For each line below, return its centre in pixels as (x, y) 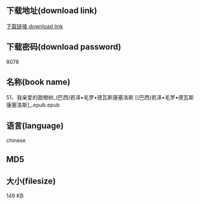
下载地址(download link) (52, 11)
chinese (16, 141)
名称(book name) (38, 82)
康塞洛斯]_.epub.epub (33, 105)
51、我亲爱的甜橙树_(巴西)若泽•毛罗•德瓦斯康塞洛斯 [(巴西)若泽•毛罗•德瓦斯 (100, 98)
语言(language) (35, 125)
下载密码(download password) (64, 47)
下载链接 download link (35, 26)
